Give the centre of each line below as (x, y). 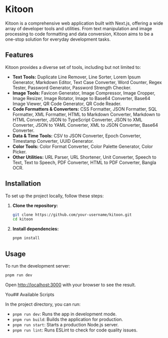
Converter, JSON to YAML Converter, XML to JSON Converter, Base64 (85, 125)
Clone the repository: (35, 205)
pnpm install (26, 238)
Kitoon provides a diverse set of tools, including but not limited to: (73, 67)
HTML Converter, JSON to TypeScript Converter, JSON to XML (77, 120)
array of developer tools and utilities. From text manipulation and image (79, 28)
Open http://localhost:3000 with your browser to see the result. (71, 285)
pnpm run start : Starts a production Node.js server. (65, 324)
